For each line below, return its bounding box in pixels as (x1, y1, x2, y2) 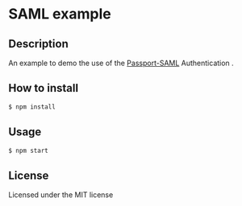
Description (8, 37, 69, 51)
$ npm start (8, 146, 48, 154)
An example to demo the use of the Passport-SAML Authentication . (8, 58, 234, 68)
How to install (8, 81, 79, 95)
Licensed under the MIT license (8, 190, 114, 200)
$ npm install (8, 102, 56, 111)
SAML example (8, 5, 111, 23)
